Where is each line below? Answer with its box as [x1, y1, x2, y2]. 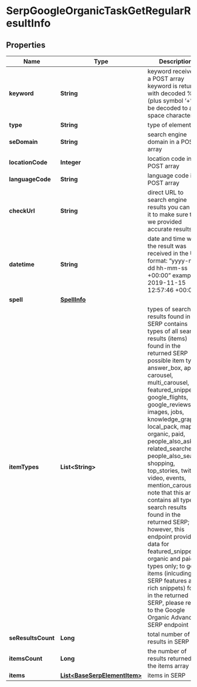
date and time [147, 235, 186, 243]
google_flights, [147, 393, 189, 401]
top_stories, [147, 467, 180, 474]
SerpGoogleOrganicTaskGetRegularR [6, 4, 191, 18]
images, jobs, [147, 408, 185, 416]
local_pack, [147, 423, 179, 430]
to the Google [147, 606, 185, 614]
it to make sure [147, 210, 189, 218]
